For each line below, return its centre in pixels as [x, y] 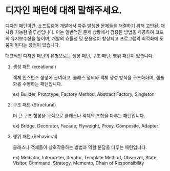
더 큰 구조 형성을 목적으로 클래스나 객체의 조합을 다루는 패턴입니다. [79, 115]
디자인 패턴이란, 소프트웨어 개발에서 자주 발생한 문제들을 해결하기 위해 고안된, [82, 26]
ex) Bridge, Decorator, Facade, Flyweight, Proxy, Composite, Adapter [86, 125]
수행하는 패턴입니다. [42, 84]
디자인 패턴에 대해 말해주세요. [64, 10]
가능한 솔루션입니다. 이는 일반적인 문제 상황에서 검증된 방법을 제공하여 [84, 32]
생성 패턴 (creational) [34, 67]
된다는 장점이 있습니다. [37, 45]
